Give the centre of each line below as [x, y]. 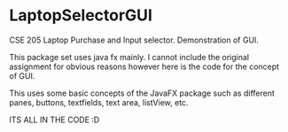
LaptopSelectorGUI [81, 16]
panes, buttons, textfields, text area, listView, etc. [99, 102]
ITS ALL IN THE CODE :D [54, 120]
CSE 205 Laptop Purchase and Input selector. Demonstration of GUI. [134, 40]
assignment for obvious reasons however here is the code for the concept [144, 66]
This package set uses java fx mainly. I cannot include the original [129, 57]
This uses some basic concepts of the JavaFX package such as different [142, 93]
